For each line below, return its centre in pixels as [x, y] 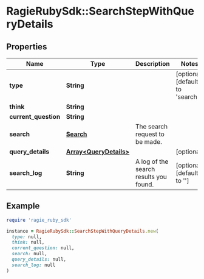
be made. [149, 142]
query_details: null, [39, 260]
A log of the [152, 161]
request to [150, 134]
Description [153, 64]
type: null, [27, 237]
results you [151, 177]
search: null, [29, 254]
